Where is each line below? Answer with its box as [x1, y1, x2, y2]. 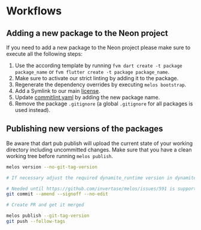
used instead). [14, 107, 51, 113]
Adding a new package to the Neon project [6, 28, 169, 38]
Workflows [6, 4, 62, 18]
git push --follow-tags [6, 219, 66, 225]
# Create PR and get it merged [6, 202, 84, 208]
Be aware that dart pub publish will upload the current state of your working [6, 140, 193, 147]
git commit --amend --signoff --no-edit [6, 191, 109, 197]
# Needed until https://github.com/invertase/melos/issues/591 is [6, 186, 175, 192]
